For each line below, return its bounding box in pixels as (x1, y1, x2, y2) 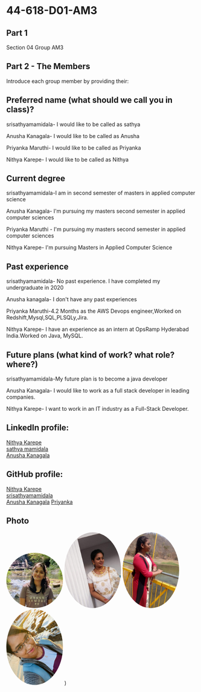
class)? (6, 104, 34, 115)
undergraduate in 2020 (6, 284, 64, 291)
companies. (6, 393, 36, 401)
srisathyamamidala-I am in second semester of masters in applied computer (6, 189, 196, 197)
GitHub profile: (6, 469, 63, 479)
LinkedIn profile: (6, 422, 69, 433)
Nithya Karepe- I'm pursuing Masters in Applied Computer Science (6, 244, 173, 251)
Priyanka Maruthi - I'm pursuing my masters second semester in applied (6, 225, 186, 233)
